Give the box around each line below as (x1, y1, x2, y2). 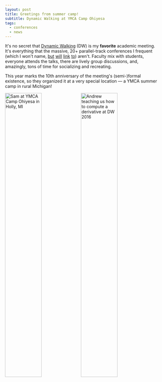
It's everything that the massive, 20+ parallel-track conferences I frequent (5, 48, 153, 54)
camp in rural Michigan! (5, 83, 52, 89)
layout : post (5, 7, 31, 12)
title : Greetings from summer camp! (5, 12, 79, 17)
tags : (5, 20, 16, 26)
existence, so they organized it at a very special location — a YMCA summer (5, 78, 157, 84)
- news (9, 30, 23, 34)
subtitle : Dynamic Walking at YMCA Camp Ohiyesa (5, 16, 105, 21)
